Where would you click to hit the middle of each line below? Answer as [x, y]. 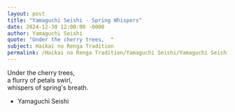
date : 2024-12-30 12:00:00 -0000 [56, 27]
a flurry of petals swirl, [40, 80]
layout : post [26, 14]
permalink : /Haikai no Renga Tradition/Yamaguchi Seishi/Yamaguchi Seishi [119, 53]
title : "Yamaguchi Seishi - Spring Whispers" [74, 20]
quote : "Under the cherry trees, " [60, 40]
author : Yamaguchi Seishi [45, 33]
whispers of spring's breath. [48, 87]
